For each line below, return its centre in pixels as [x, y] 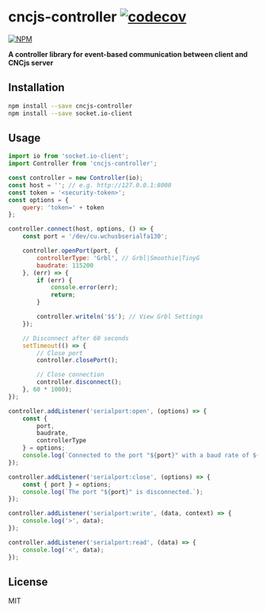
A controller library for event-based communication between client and [128, 54]
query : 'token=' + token [63, 207]
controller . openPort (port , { [70, 251]
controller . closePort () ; [78, 361]
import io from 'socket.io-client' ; [68, 156]
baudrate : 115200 [65, 266]
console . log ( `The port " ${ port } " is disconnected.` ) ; [113, 492]
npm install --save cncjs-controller [70, 106]
